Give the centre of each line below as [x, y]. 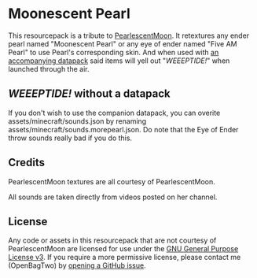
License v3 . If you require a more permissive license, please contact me [125, 258]
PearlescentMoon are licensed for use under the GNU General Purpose [123, 249]
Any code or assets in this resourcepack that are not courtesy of [112, 240]
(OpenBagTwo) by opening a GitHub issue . [77, 265]
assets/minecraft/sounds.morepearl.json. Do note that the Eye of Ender [123, 129]
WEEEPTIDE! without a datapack [89, 94]
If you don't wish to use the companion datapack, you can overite [114, 113]
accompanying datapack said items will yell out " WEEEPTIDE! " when [119, 61]
